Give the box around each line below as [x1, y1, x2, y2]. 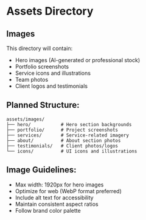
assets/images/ [6, 116, 45, 122]
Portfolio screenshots [15, 63, 69, 70]
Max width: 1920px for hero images [15, 181, 104, 188]
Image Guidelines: [6, 165, 77, 175]
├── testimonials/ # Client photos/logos [6, 143, 119, 149]
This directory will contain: [6, 44, 73, 52]
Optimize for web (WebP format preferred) [15, 187, 122, 194]
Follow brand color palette [15, 207, 81, 214]
